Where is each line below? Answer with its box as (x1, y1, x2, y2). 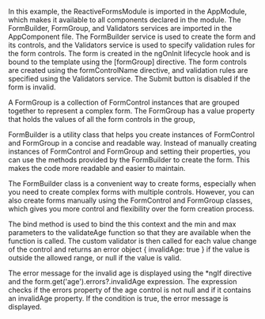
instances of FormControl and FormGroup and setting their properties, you (8, 146, 251, 156)
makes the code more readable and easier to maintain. (8, 164, 186, 173)
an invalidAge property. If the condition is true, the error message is (8, 294, 229, 303)
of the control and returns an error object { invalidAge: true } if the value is (8, 245, 251, 254)
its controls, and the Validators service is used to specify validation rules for (8, 40, 256, 50)
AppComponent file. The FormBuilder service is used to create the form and (8, 32, 256, 41)
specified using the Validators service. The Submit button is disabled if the (8, 74, 251, 83)
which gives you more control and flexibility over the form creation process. (8, 204, 255, 213)
